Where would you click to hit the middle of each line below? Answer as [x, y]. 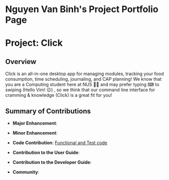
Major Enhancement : [35, 123]
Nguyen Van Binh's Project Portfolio [82, 9]
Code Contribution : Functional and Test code [60, 143]
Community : [26, 172]
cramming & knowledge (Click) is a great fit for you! [59, 95]
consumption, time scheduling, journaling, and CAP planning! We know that [83, 79]
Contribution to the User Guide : [46, 153]
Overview [21, 62]
